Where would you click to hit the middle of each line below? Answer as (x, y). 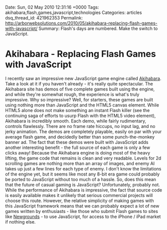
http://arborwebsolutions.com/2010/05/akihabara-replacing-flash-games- (82, 23)
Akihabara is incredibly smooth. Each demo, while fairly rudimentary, (76, 121)
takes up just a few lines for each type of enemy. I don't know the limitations (83, 168)
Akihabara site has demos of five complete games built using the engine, (80, 89)
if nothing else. (20, 221)
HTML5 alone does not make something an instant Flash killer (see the (78, 110)
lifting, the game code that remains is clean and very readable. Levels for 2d (83, 158)
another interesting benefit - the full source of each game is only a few (78, 147)
